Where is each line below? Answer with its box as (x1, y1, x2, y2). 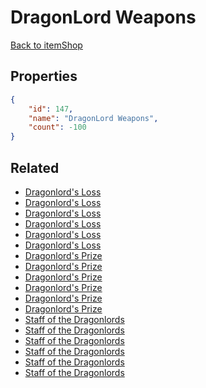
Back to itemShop (10, 39, 83, 51)
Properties (10, 68, 78, 85)
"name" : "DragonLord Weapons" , (28, 113, 159, 123)
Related (10, 159, 60, 176)
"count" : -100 (28, 122, 87, 133)
